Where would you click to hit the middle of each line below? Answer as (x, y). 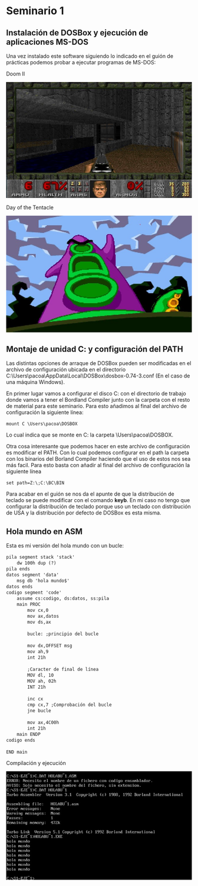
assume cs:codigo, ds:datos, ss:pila (63, 599)
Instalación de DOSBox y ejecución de (77, 33)
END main (17, 752)
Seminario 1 (35, 11)
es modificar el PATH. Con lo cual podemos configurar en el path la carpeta (98, 452)
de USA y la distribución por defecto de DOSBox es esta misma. (84, 513)
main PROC (29, 605)
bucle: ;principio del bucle (63, 634)
